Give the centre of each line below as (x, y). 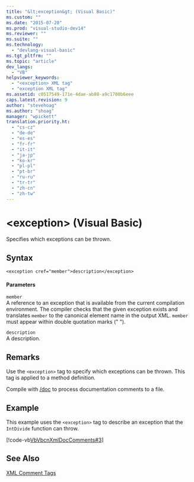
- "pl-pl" (23, 166)
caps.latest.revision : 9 (37, 100)
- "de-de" (23, 133)
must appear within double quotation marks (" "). (66, 322)
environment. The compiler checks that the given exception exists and (92, 309)
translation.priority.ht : (38, 122)
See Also (23, 459)
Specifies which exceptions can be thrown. (59, 239)
